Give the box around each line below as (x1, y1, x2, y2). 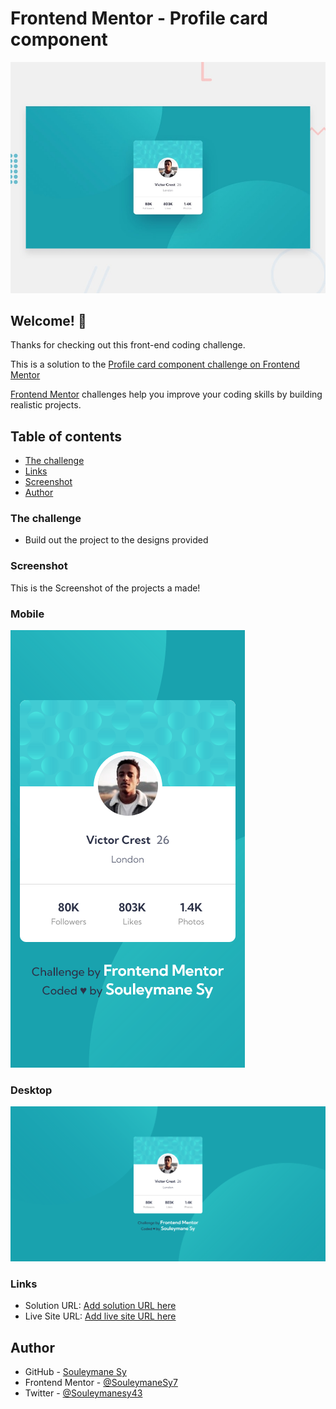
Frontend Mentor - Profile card (10, 7, 268, 30)
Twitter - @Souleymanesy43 (24, 1387, 143, 1399)
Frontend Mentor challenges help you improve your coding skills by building (10, 388, 323, 401)
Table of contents (10, 428, 122, 445)
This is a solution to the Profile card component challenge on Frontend (10, 358, 300, 371)
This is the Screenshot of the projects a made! (10, 582, 201, 594)
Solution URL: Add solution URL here (24, 1300, 177, 1312)
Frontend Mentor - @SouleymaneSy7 (24, 1377, 178, 1389)
